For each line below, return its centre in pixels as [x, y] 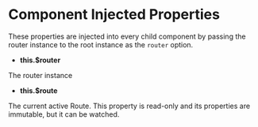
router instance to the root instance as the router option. [101, 44]
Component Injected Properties [114, 15]
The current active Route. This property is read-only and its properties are [129, 106]
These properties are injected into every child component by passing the [127, 36]
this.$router [40, 60]
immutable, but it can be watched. [64, 114]
